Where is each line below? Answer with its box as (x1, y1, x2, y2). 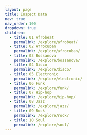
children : (5, 30, 26, 35)
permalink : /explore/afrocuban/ (14, 48, 80, 53)
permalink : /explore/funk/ (14, 85, 69, 90)
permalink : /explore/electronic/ (14, 76, 83, 81)
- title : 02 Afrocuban (9, 44, 56, 49)
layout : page (5, 7, 32, 12)
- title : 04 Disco (9, 62, 48, 67)
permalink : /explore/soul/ (14, 122, 69, 127)
